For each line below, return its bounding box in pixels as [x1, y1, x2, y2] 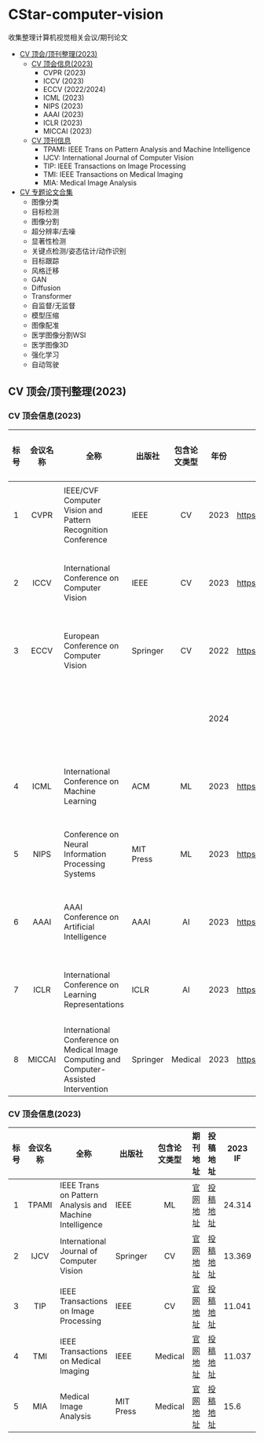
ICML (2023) [42, 93, 85, 102]
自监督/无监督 [31, 300, 76, 310]
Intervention [64, 1083, 108, 1094]
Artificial [64, 921, 95, 932]
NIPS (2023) [42, 101, 84, 111]
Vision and [64, 505, 103, 516]
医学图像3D [31, 340, 69, 349]
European [64, 630, 100, 641]
